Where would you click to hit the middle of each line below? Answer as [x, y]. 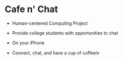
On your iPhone [28, 43]
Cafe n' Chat [32, 9]
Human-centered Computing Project [50, 23]
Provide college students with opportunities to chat [65, 33]
